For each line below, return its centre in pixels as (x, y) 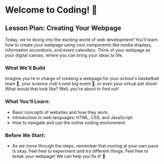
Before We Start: (25, 135)
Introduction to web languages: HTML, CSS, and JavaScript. (73, 117)
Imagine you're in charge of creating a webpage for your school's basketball (82, 79)
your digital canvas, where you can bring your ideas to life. (64, 55)
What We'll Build (25, 68)
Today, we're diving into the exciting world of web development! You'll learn (82, 40)
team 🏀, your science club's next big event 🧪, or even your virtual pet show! (81, 84)
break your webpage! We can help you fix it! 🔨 (59, 156)
